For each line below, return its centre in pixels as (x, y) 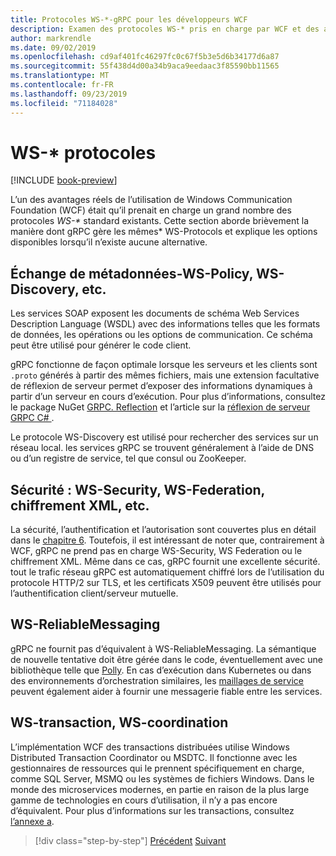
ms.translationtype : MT (60, 76)
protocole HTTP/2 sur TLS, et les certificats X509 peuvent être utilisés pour (166, 583)
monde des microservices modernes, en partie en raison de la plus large (160, 789)
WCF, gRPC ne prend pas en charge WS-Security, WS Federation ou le (156, 551)
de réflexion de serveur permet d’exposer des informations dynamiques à (161, 386)
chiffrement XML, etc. (80, 505)
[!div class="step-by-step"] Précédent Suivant (130, 840)
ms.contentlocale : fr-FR (62, 85)
